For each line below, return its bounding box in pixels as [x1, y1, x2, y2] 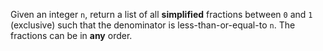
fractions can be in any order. [10, 30, 133, 41]
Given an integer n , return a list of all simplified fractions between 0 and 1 [10, 9, 313, 20]
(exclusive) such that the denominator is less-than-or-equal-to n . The [10, 19, 296, 31]
